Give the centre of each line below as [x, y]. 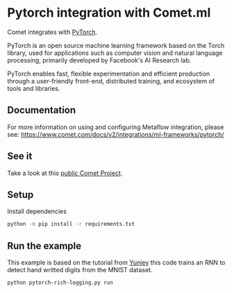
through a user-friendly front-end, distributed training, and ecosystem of [111, 81]
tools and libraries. [34, 88]
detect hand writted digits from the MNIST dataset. [80, 270]
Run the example [44, 245]
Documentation [42, 110]
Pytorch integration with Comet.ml [109, 13]
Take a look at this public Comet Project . [65, 173]
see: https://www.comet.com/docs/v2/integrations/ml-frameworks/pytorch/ [116, 134]
